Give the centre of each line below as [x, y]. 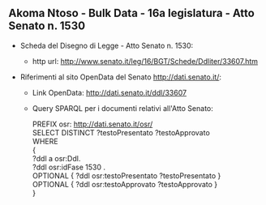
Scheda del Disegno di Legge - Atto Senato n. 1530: [107, 45]
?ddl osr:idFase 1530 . [69, 167]
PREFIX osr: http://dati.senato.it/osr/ [92, 124]
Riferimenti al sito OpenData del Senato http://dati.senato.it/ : [120, 77]
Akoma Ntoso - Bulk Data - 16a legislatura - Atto [132, 13]
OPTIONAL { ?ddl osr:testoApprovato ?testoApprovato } [125, 184]
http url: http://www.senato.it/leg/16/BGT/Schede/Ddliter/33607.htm [145, 61]
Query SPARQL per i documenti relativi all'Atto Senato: [122, 108]
